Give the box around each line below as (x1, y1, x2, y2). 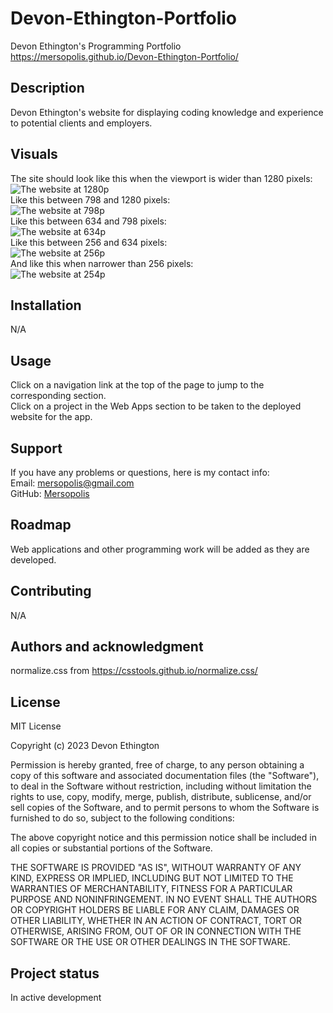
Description (10, 80, 85, 97)
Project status (10, 965, 100, 982)
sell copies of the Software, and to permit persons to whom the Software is (10, 802, 320, 814)
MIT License (10, 720, 62, 732)
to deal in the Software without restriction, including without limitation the (10, 780, 312, 792)
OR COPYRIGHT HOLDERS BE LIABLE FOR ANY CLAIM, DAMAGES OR (10, 904, 300, 916)
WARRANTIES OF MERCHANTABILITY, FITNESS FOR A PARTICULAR (10, 883, 293, 895)
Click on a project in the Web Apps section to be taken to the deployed (10, 400, 302, 412)
